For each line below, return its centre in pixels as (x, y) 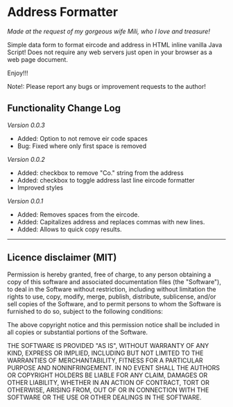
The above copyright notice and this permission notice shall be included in (113, 324)
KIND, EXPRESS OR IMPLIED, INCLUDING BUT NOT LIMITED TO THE (105, 353)
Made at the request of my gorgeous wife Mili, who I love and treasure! (109, 31)
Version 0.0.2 (26, 159)
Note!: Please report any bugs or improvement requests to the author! (106, 86)
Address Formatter (63, 12)
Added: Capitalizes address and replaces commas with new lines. (111, 222)
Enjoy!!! (18, 73)
